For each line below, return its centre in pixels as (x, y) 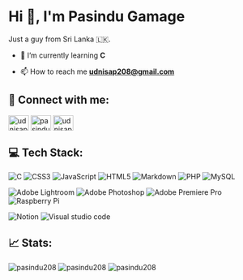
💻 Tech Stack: (46, 153)
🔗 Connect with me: (59, 100)
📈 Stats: (30, 243)
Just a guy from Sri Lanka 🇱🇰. (60, 39)
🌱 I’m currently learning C (63, 55)
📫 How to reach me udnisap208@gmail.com (97, 71)
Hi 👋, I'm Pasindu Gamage (97, 17)
